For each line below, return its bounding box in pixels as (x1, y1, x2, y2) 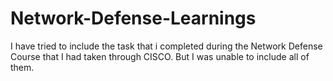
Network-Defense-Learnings (10, 7, 257, 30)
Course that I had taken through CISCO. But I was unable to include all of (10, 50, 310, 62)
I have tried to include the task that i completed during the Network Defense (10, 40, 323, 52)
